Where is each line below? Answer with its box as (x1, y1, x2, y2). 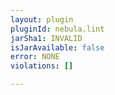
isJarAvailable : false (10, 42, 105, 53)
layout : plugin (10, 14, 74, 25)
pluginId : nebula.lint (10, 24, 105, 34)
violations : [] (10, 61, 74, 71)
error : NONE (10, 52, 60, 62)
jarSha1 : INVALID (10, 33, 83, 43)
